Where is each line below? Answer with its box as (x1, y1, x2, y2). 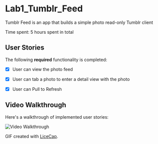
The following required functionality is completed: (5, 57, 107, 63)
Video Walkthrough (5, 101, 66, 109)
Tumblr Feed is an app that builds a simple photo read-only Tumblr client (5, 19, 154, 25)
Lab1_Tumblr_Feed (5, 3, 83, 14)
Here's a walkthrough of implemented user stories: (5, 114, 109, 120)
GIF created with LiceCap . (5, 133, 58, 139)
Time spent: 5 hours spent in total (5, 29, 74, 35)
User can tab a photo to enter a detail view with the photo (12, 76, 130, 82)
